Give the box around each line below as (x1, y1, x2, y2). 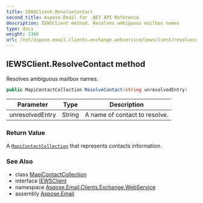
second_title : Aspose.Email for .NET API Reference (6, 14, 139, 20)
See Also (6, 157, 33, 166)
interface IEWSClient (14, 177, 67, 184)
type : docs (6, 25, 34, 32)
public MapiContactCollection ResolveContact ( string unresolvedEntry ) (6, 87, 188, 93)
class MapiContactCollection (14, 171, 87, 178)
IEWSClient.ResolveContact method (6, 59, 146, 69)
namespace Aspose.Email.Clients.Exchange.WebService (14, 184, 156, 191)
